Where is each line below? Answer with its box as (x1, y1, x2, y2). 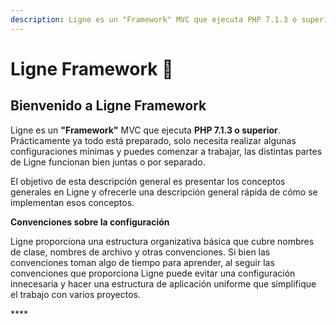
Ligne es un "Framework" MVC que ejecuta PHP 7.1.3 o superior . (10, 124, 281, 136)
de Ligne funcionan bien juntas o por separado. (10, 156, 206, 168)
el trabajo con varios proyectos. (10, 288, 142, 300)
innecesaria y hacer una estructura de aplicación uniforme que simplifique (10, 277, 317, 290)
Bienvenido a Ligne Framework (10, 97, 207, 115)
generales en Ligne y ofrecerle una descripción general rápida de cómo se (10, 186, 318, 198)
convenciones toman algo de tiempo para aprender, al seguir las (10, 256, 275, 268)
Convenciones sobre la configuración (10, 216, 170, 228)
